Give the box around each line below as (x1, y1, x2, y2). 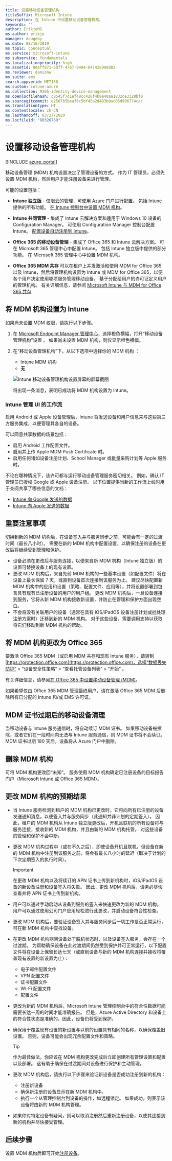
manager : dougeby (5, 37, 42, 42)
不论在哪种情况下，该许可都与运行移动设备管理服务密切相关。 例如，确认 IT (5, 472, 165, 479)
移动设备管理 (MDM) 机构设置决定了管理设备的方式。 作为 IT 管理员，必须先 (5, 169, 165, 175)
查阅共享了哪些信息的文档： (9, 485, 68, 491)
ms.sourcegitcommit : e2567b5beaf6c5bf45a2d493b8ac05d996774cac (5, 98, 143, 103)
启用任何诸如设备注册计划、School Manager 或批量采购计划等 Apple (12, 455, 157, 461)
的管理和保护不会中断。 (12, 832, 62, 839)
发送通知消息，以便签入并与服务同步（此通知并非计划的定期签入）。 (12, 813, 155, 819)
